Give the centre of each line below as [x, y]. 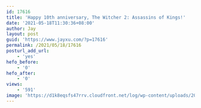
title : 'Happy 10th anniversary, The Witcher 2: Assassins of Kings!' [96, 17]
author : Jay [21, 28]
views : [14, 85]
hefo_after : [21, 73]
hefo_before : [22, 62]
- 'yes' [26, 56]
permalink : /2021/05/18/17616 [44, 46]
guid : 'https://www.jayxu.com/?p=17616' [57, 40]
